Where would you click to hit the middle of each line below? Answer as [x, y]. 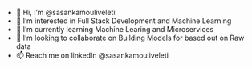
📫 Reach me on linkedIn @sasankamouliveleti [92, 55]
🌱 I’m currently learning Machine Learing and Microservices [115, 29]
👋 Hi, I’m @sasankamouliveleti [65, 12]
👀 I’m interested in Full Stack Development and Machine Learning [124, 21]
